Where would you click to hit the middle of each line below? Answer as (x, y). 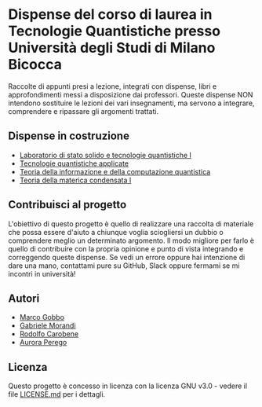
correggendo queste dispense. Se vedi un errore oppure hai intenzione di (127, 257)
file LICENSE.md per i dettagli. (57, 394)
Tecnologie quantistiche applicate (74, 163)
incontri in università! (42, 273)
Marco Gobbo (42, 317)
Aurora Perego (43, 343)
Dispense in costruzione (69, 136)
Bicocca (35, 65)
